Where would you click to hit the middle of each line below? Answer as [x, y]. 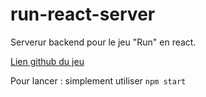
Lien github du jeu [47, 61]
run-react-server [83, 14]
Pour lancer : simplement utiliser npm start [98, 80]
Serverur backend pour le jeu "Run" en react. [103, 42]
